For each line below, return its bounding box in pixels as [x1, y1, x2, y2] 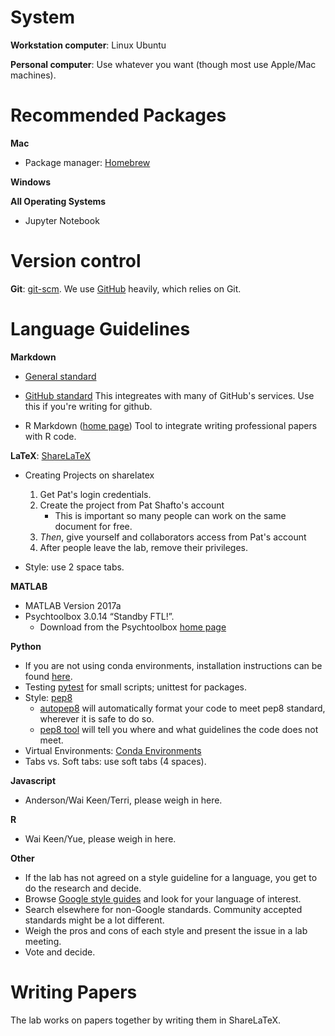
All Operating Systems [10, 195, 107, 207]
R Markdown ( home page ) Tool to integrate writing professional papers [24, 419, 318, 431]
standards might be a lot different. [24, 914, 165, 926]
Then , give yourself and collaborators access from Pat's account [39, 531, 307, 543]
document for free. [54, 520, 133, 532]
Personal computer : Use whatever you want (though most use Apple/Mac [10, 58, 317, 70]
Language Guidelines [10, 318, 191, 340]
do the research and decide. [24, 882, 142, 894]
